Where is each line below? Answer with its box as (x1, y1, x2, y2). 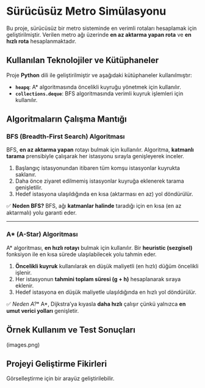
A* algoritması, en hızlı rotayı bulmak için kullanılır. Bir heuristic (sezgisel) (6, 244, 193, 251)
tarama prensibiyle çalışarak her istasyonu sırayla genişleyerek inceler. (6, 153, 184, 160)
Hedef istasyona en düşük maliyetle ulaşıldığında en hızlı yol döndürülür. (15, 288, 197, 296)
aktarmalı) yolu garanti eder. (6, 209, 77, 216)
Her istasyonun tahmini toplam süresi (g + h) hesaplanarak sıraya (15, 275, 181, 282)
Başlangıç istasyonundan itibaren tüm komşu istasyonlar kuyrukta (15, 164, 180, 172)
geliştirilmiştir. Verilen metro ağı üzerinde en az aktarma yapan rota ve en (6, 31, 192, 38)
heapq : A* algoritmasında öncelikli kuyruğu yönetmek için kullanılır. (15, 83, 181, 90)
